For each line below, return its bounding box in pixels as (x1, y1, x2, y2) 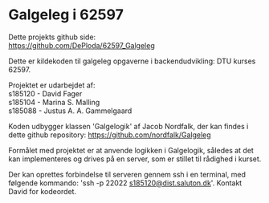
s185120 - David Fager (8, 88, 83, 98)
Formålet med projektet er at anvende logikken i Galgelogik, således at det (8, 145, 255, 155)
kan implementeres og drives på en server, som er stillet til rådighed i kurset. (8, 154, 262, 164)
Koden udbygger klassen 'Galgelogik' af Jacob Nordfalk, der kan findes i (8, 121, 249, 131)
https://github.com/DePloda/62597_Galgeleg (8, 40, 155, 50)
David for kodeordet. (8, 186, 77, 196)
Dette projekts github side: (8, 32, 96, 42)
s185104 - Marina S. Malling (8, 97, 100, 107)
